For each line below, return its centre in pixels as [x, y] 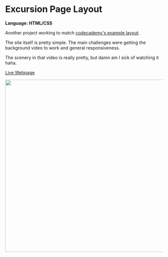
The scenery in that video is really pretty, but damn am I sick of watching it [82, 57]
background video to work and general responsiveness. [62, 48]
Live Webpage [20, 72]
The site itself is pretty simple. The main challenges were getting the [75, 42]
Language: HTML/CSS [29, 23]
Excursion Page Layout [54, 9]
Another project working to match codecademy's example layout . [72, 33]
